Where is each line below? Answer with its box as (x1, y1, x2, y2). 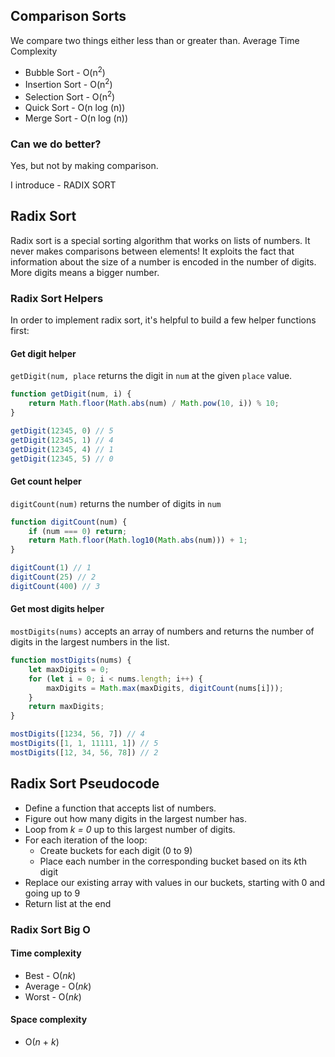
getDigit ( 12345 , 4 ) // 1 (10, 444, 114, 454)
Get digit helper (10, 347, 77, 359)
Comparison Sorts (10, 8, 127, 25)
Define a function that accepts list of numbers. (24, 802, 217, 814)
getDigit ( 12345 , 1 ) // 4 (10, 435, 114, 445)
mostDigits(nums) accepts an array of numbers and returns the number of (10, 625, 315, 638)
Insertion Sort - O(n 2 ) (24, 77, 113, 91)
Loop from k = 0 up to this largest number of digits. (24, 823, 236, 835)
